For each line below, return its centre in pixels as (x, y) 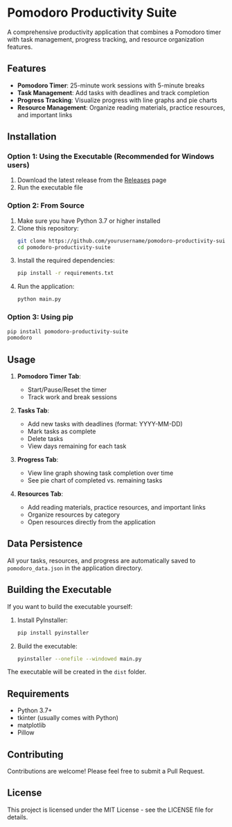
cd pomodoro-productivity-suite (64, 247)
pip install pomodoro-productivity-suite (68, 331)
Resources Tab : (40, 494)
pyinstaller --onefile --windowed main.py (79, 659)
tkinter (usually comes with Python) (68, 718)
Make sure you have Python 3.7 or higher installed (89, 221)
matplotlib (32, 725)
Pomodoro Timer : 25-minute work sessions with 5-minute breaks (111, 85)
